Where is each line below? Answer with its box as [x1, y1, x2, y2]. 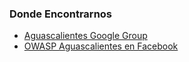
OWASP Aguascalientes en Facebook [23, 40, 179, 52]
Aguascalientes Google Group [23, 30, 148, 42]
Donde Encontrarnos [9, 7, 113, 21]
